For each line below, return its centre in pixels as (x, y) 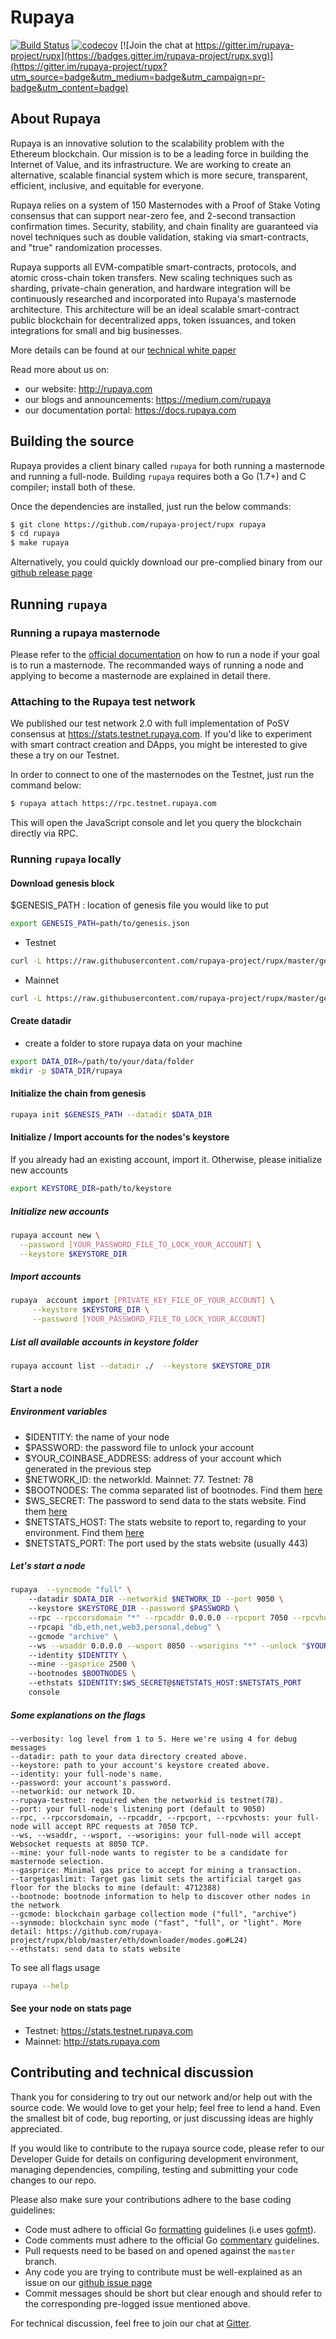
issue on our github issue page (88, 2282)
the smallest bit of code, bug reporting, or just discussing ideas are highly (162, 2118)
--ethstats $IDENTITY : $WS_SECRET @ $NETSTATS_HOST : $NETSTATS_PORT (165, 1683)
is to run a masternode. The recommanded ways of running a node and (157, 665)
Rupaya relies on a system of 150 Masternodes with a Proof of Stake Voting (165, 205)
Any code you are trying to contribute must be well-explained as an (163, 2272)
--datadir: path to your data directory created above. (129, 1756)
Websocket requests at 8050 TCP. (80, 1844)
